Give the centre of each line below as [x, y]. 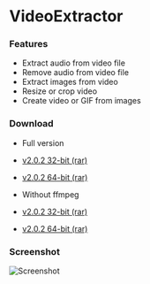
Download [32, 124]
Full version [43, 142]
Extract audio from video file [74, 63]
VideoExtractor [66, 16]
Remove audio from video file [75, 73]
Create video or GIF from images [81, 101]
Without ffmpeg [50, 194]
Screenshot [34, 251]
